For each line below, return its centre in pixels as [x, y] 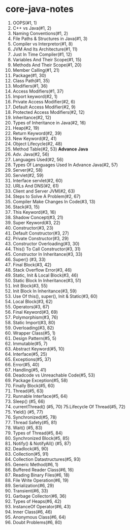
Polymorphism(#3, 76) [35, 317]
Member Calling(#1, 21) [36, 70]
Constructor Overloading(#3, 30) [46, 243]
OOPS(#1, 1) [25, 23]
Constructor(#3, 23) [33, 228]
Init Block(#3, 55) [30, 286]
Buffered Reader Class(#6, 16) [43, 470]
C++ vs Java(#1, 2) [32, 28]
